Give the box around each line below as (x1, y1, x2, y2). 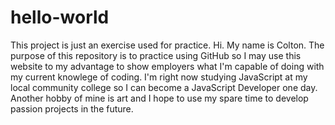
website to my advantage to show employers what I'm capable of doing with (10, 60, 325, 72)
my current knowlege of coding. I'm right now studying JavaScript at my (10, 71, 308, 83)
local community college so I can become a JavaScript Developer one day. (10, 81, 318, 93)
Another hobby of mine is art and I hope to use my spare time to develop (10, 92, 309, 104)
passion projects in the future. (10, 102, 134, 115)
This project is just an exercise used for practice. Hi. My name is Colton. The (10, 39, 325, 51)
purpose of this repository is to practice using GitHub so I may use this (10, 49, 302, 61)
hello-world (10, 6, 110, 29)
